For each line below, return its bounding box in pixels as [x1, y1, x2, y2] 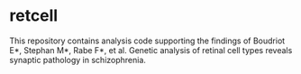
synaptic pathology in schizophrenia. [9, 54, 147, 65]
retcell [9, 5, 59, 26]
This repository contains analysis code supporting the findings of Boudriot [9, 35, 286, 46]
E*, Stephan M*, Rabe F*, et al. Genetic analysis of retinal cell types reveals [9, 44, 293, 55]
